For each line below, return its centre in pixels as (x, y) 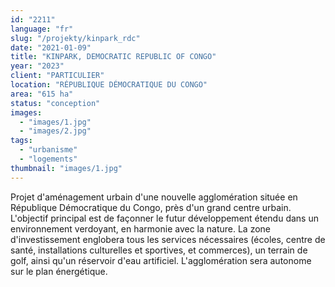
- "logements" (48, 159)
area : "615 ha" (42, 94)
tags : (21, 141)
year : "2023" (37, 66)
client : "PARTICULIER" (57, 76)
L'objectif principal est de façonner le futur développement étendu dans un (164, 218)
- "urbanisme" (48, 150)
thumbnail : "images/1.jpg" (66, 168)
